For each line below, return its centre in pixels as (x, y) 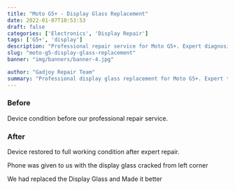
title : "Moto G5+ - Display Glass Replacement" (78, 14)
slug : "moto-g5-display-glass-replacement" (72, 53)
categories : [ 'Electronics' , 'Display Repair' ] (78, 33)
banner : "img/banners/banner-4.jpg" (60, 60)
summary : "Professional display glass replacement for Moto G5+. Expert (115, 79)
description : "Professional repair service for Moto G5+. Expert (104, 46)
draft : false (26, 27)
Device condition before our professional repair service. (88, 118)
